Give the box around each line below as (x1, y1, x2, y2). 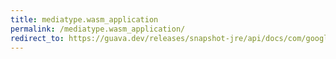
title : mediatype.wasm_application (10, 14, 159, 25)
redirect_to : (10, 33, 65, 43)
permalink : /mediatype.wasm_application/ (10, 24, 186, 34)
